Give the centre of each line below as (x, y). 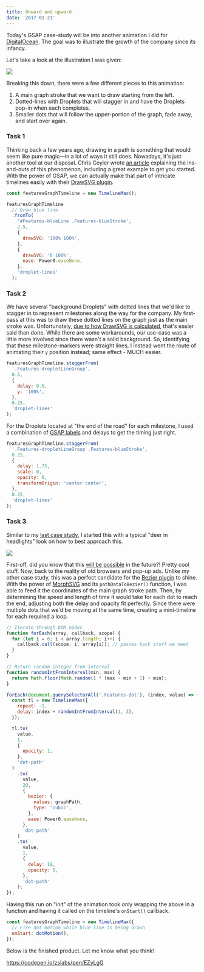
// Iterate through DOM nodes (45, 627)
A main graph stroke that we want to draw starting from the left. (94, 94)
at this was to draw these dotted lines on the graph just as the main (104, 320)
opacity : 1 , (37, 751)
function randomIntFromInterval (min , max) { (63, 672)
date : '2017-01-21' (31, 18)
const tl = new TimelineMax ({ (50, 701)
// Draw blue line (35, 210)
